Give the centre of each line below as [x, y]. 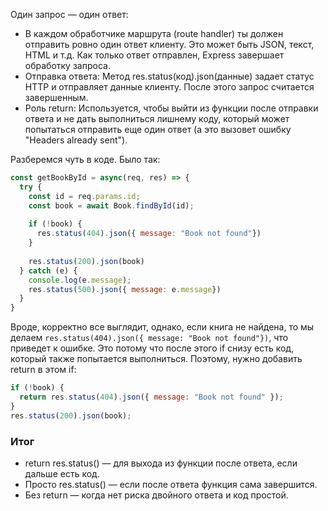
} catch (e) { [48, 270]
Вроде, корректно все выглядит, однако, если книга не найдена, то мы [162, 327]
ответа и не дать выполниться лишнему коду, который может [157, 118]
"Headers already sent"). [76, 140]
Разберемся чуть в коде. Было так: [85, 159]
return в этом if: [43, 370]
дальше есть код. [62, 473]
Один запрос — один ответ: [69, 14]
